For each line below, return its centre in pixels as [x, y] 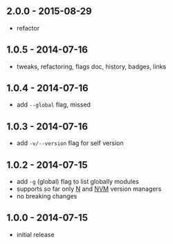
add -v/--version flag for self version [70, 143]
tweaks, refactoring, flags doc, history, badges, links [91, 66]
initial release [35, 234]
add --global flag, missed [54, 105]
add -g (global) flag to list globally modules [78, 182]
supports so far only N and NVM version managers [89, 189]
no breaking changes [47, 196]
